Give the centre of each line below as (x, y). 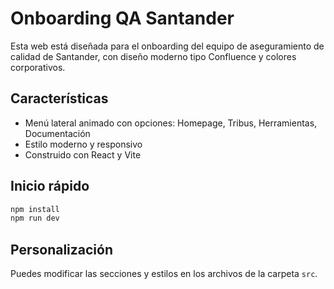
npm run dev (35, 218)
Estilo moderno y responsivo (83, 144)
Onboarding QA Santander (122, 18)
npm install (35, 209)
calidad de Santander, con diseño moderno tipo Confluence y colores (153, 56)
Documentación (57, 133)
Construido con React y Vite (83, 154)
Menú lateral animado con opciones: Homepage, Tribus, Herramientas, (171, 123)
